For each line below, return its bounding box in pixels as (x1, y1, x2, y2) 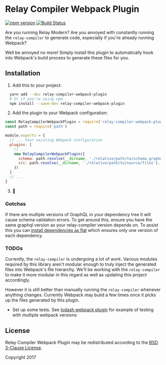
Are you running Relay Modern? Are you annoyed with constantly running (5, 29, 155, 35)
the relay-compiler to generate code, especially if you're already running (5, 35, 154, 41)
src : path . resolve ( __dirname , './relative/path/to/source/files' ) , (18, 161, 161, 166)
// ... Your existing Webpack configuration (9, 137, 103, 142)
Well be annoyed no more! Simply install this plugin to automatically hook (5, 49, 154, 55)
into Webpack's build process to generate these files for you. (5, 54, 129, 60)
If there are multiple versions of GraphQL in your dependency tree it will (5, 212, 151, 218)
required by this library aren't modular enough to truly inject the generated (5, 261, 157, 268)
